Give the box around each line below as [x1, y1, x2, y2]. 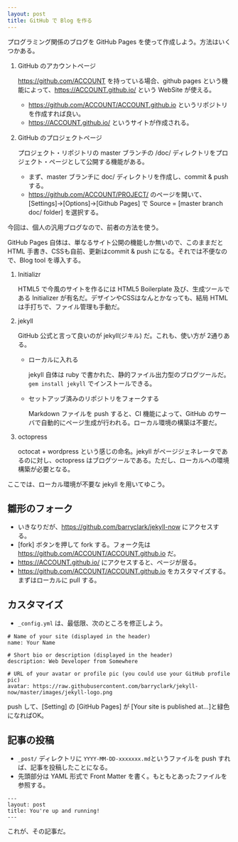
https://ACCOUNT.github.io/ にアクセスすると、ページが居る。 [17, 558, 200, 567]
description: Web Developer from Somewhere [7, 658, 139, 665]
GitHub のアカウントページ [17, 61, 97, 70]
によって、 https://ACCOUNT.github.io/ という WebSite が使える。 [23, 85, 215, 94]
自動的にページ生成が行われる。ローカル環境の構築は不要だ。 [40, 418, 222, 427]
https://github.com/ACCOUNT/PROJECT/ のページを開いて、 [28, 190, 206, 199]
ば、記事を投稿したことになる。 [17, 762, 112, 771]
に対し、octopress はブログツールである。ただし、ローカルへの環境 [30, 456, 229, 464]
